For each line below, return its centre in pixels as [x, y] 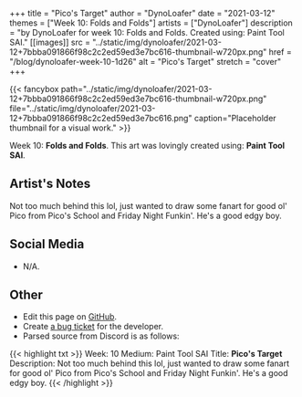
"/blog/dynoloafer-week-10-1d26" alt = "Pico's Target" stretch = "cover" [145, 62]
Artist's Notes [50, 184]
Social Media [47, 244]
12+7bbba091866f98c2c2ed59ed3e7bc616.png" [101, 118]
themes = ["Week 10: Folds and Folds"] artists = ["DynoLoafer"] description [151, 23]
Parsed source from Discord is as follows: [101, 336]
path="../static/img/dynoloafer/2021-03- [136, 89]
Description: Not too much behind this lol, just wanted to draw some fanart [150, 363]
